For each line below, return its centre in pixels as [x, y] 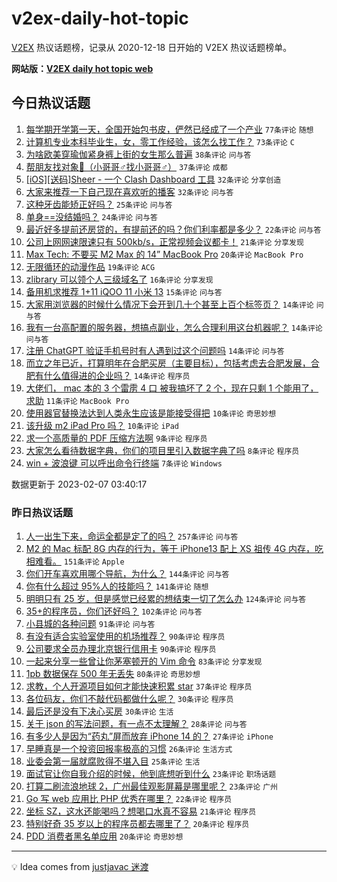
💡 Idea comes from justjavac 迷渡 [80, 867]
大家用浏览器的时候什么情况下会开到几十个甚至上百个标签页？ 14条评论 [169, 304]
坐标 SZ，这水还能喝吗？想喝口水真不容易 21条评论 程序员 [141, 811]
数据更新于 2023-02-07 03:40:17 [79, 484]
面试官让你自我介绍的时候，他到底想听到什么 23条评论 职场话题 [151, 774]
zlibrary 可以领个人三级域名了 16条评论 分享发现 [119, 279]
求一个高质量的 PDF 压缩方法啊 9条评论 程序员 [116, 438]
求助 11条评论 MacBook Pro [77, 400]
